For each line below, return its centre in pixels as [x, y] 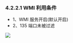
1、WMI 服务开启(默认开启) [40, 20]
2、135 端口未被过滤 [33, 26]
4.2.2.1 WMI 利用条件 [31, 7]
